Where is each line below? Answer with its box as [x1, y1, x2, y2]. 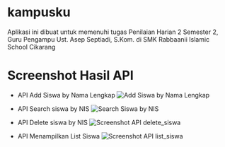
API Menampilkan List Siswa [17, 131, 100, 140]
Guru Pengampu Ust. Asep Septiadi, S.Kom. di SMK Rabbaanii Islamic [7, 35, 210, 43]
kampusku [7, 4, 71, 20]
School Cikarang [7, 42, 56, 51]
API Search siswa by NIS [17, 104, 90, 113]
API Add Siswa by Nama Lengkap [17, 90, 115, 99]
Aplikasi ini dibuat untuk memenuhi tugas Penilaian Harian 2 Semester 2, [7, 28, 219, 36]
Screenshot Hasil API [7, 68, 134, 83]
